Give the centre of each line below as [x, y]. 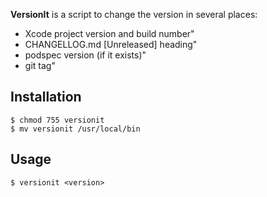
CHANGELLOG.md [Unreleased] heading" [111, 44]
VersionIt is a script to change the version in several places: [134, 14]
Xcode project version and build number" [109, 33]
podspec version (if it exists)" [85, 55]
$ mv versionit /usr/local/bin [75, 129]
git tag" [40, 65]
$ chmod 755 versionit [57, 120]
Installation [46, 97]
